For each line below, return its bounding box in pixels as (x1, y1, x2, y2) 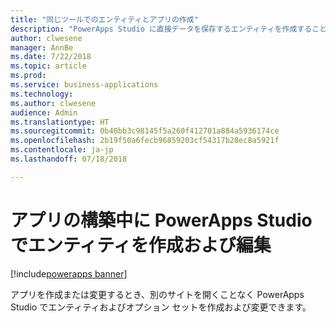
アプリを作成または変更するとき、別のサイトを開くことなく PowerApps (10, 288, 305, 300)
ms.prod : (10, 71, 47, 81)
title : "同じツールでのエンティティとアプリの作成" (10, 14, 199, 25)
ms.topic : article (10, 61, 87, 71)
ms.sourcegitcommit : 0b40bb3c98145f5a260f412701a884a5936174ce (10, 126, 280, 136)
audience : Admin (10, 107, 78, 118)
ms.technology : (10, 89, 74, 99)
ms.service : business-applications (10, 80, 159, 90)
